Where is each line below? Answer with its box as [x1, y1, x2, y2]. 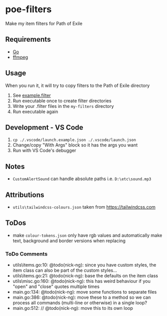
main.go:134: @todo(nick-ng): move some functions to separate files [12, 289, 157, 295]
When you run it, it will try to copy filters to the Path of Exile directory [5, 82, 150, 89]
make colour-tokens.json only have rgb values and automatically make [12, 232, 162, 238]
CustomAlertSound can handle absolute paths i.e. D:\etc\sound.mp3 [12, 176, 152, 182]
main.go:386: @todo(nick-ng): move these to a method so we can [12, 294, 151, 301]
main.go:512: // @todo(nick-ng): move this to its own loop [12, 305, 133, 311]
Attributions [5, 190, 45, 199]
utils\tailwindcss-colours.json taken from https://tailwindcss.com [12, 204, 156, 210]
